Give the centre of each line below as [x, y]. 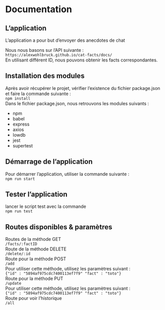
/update [13, 284]
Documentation [39, 9]
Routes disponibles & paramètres [59, 227]
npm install [18, 98]
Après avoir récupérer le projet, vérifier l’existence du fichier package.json [83, 88]
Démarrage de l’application [49, 162]
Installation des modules [45, 76]
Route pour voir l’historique [34, 298]
